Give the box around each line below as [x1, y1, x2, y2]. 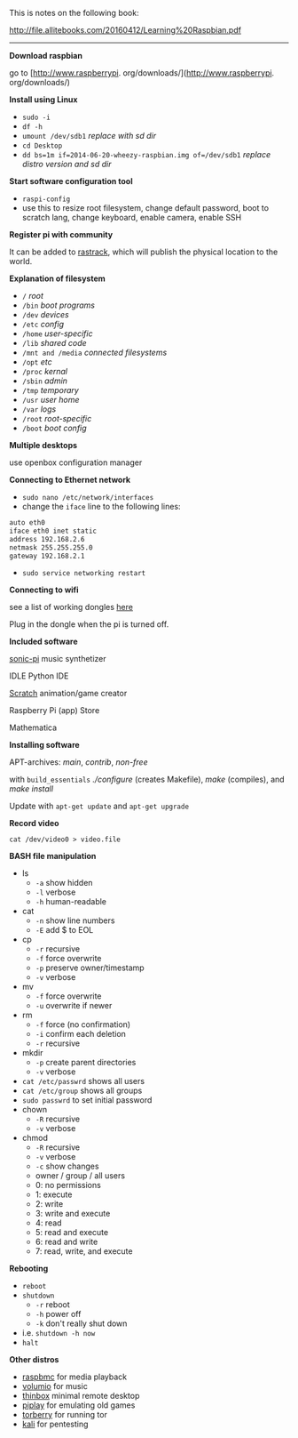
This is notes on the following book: [9, 8, 139, 18]
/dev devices [21, 309, 69, 319]
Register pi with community [9, 229, 114, 239]
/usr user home [21, 395, 80, 405]
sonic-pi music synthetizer [9, 654, 106, 664]
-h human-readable [35, 896, 107, 907]
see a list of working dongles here [9, 602, 133, 613]
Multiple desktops [9, 440, 78, 450]
